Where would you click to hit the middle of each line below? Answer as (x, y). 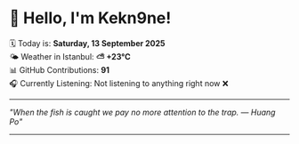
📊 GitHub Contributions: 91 (59, 69)
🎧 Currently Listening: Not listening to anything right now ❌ (119, 83)
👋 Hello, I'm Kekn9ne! (90, 18)
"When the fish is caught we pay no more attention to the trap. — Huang (142, 112)
